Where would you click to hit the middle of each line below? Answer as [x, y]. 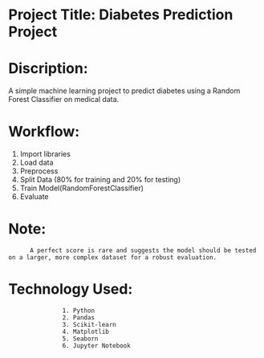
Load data [37, 163]
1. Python [78, 311]
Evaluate [35, 197]
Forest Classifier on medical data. [64, 100]
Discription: [48, 69]
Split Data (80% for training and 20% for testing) [100, 180]
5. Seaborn [80, 339]
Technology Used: [71, 289]
